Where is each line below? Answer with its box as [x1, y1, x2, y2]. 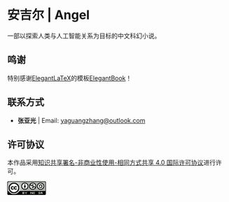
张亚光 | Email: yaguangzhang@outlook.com [17, 116, 146, 124]
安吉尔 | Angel [7, 7, 90, 23]
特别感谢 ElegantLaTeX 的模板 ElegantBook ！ [7, 73, 132, 82]
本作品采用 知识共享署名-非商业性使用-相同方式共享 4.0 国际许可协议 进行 [7, 159, 216, 167]
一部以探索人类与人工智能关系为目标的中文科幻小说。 [7, 31, 161, 40]
